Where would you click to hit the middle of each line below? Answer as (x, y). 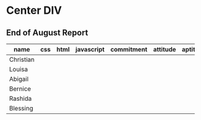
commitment (129, 49)
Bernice (20, 89)
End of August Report (47, 33)
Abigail (19, 79)
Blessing (21, 108)
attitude (165, 49)
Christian (22, 59)
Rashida (20, 98)
